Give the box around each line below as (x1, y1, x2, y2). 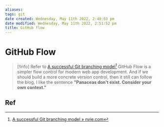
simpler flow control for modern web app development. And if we (17, 69, 148, 75)
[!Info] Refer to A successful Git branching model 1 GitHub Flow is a (17, 63, 151, 69)
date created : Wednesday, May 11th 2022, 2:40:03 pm (5, 16, 115, 21)
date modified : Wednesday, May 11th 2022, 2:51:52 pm (5, 21, 117, 26)
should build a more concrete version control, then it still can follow (17, 74, 152, 80)
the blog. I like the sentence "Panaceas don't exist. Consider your (17, 79, 152, 85)
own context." (17, 84, 47, 90)
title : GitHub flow (5, 25, 45, 30)
